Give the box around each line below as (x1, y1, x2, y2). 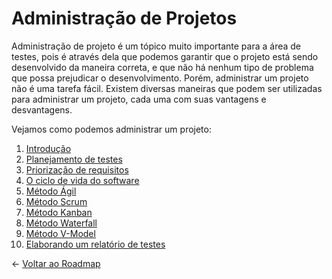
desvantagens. (11, 103, 73, 116)
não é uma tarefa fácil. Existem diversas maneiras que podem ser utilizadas (11, 82, 323, 94)
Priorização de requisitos (25, 163, 129, 176)
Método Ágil (25, 185, 77, 197)
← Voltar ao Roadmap (11, 257, 101, 269)
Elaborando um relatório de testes (25, 238, 166, 250)
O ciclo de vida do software (25, 174, 140, 186)
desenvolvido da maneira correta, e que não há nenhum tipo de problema (11, 61, 314, 73)
